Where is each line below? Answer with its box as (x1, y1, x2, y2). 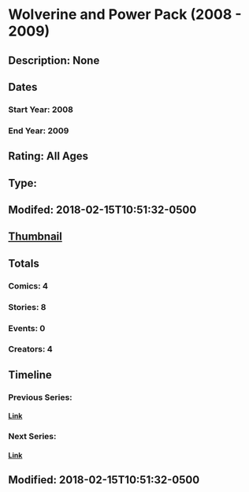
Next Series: (8, 431, 57, 442)
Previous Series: (8, 392, 72, 403)
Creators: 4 (8, 344, 53, 355)
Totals (8, 256, 39, 270)
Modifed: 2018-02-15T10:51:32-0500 (8, 203, 197, 216)
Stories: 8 (8, 301, 46, 312)
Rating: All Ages (8, 150, 89, 163)
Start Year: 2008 (8, 104, 73, 115)
